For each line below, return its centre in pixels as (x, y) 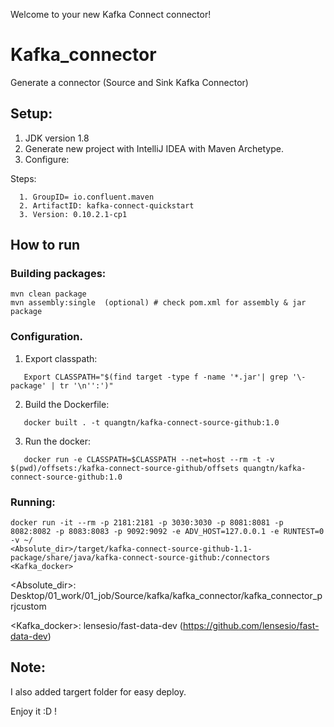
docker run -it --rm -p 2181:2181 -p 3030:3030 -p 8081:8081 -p (147, 523)
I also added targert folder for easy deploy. (98, 691)
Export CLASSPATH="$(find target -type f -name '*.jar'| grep (155, 377)
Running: (33, 502)
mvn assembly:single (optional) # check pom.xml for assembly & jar (158, 303)
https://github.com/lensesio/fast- (251, 626)
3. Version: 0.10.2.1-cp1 (73, 214)
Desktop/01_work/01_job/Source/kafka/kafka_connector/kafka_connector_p (166, 596)
